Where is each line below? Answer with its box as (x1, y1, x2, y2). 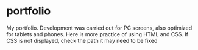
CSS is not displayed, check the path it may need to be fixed (6, 37, 158, 44)
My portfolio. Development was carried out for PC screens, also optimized (6, 24, 193, 31)
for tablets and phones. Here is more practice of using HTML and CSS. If (6, 30, 189, 37)
